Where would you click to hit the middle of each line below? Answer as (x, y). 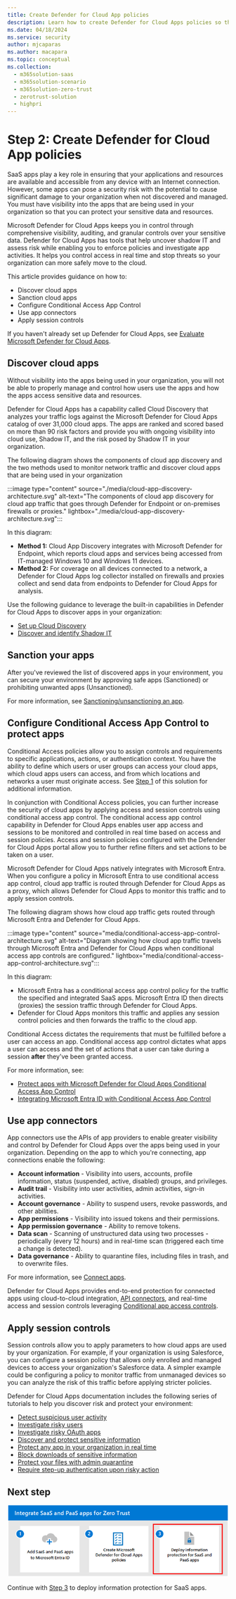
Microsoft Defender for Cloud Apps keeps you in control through (101, 226)
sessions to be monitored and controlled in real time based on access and (114, 832)
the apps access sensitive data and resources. (74, 395)
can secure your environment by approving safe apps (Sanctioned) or (108, 679)
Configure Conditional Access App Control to (108, 723)
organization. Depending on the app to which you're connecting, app (107, 1153)
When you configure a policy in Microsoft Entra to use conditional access (113, 876)
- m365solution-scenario (50, 82)
